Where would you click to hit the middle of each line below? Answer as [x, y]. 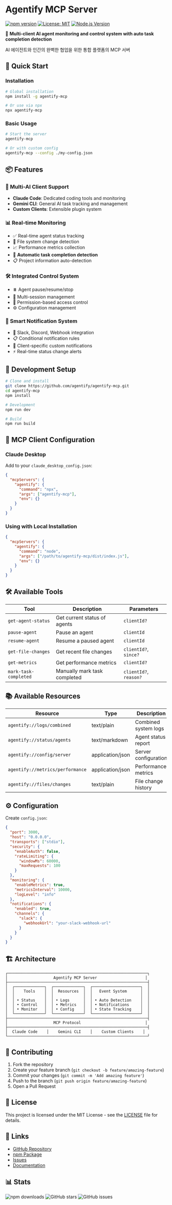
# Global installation [29, 92]
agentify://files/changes [39, 784]
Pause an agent [74, 632]
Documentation [29, 1165]
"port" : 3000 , [25, 832]
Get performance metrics [86, 663]
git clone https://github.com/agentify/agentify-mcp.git [67, 386]
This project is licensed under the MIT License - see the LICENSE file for [81, 1115]
